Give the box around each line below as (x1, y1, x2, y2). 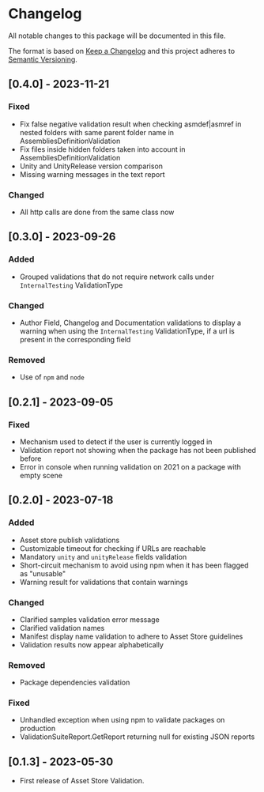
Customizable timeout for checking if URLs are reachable (19, 543, 206, 553)
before (19, 454, 42, 463)
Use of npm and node (19, 372, 85, 382)
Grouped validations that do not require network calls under (19, 272, 215, 281)
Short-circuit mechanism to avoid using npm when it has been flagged (19, 560, 249, 570)
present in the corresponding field (19, 334, 131, 344)
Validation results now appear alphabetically (19, 639, 164, 649)
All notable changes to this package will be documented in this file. (8, 31, 226, 40)
